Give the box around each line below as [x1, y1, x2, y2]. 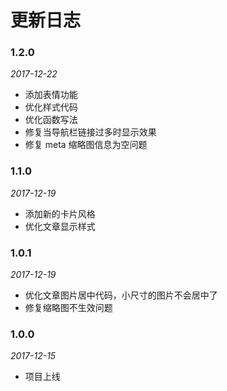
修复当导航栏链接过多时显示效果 [24, 126, 157, 138]
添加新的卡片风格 [24, 207, 96, 220]
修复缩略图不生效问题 [24, 302, 113, 314]
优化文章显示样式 [24, 220, 96, 232]
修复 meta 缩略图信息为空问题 [24, 139, 148, 151]
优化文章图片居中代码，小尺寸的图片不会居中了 [24, 289, 218, 301]
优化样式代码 [24, 101, 78, 113]
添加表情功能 [24, 89, 78, 101]
